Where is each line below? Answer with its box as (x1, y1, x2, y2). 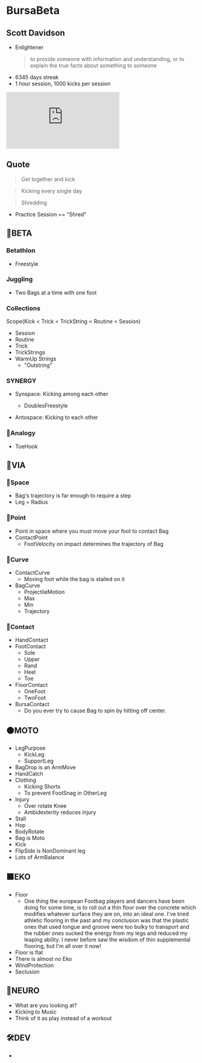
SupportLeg (24, 757, 54, 765)
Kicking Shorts (24, 783, 61, 790)
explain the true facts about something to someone (30, 62, 157, 69)
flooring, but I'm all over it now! (24, 942, 101, 949)
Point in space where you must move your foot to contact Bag (14, 527, 169, 535)
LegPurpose (14, 744, 46, 752)
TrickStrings (14, 349, 46, 356)
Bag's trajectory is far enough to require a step (14, 492, 131, 499)
